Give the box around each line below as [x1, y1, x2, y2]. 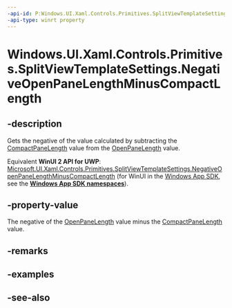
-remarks [7, 245, 48, 257]
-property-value [7, 199, 79, 211]
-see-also [7, 292, 50, 304]
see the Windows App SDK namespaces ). [7, 179, 129, 188]
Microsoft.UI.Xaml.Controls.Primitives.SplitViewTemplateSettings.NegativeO [7, 164, 222, 173]
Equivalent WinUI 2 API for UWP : [7, 157, 101, 165]
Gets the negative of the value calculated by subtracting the [7, 136, 177, 145]
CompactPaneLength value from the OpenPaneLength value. [7, 143, 181, 152]
